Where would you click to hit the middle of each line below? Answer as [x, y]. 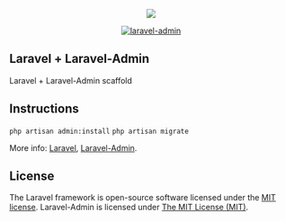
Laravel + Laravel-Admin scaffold [71, 80]
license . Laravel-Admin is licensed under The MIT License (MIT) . [129, 208]
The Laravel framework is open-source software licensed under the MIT [143, 198]
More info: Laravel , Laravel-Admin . [73, 147]
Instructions [44, 109]
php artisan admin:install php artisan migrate [99, 131]
